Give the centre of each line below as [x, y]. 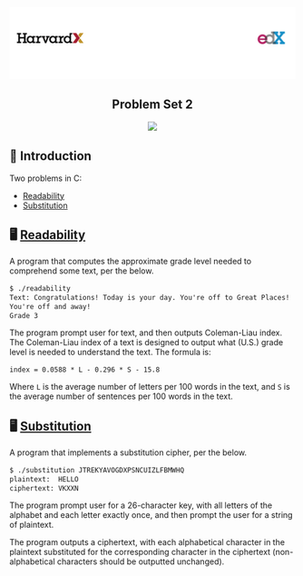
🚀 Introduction [51, 156]
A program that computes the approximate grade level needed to [131, 262]
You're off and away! [50, 307]
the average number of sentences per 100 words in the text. [121, 396]
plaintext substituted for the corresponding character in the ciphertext [140, 552]
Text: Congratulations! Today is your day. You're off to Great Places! [150, 298]
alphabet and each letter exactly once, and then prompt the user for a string [151, 515]
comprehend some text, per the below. [82, 271]
